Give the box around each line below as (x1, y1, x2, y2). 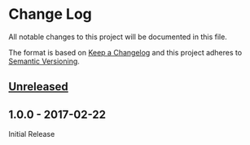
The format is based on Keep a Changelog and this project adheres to (8, 47, 243, 57)
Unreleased (8, 80, 69, 94)
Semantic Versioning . (8, 56, 80, 66)
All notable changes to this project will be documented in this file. (8, 32, 228, 42)
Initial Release (8, 130, 55, 139)
